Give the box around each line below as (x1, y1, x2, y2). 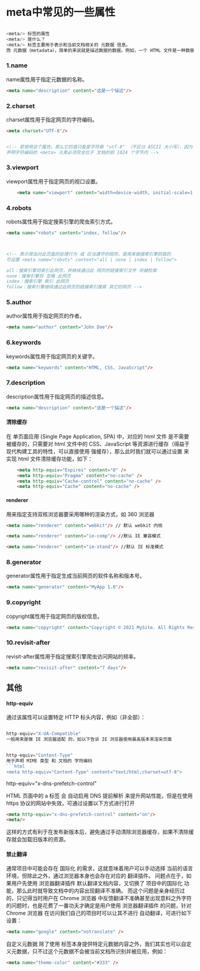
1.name (6, 61, 28, 70)
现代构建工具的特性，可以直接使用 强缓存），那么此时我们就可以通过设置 (6, 447, 183, 455)
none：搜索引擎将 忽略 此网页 (6, 273, 71, 279)
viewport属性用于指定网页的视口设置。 (6, 178, 101, 185)
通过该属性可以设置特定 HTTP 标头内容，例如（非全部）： (6, 714, 146, 721)
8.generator (6, 558, 42, 567)
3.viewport (6, 163, 39, 172)
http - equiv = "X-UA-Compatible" (6, 731, 82, 737)
